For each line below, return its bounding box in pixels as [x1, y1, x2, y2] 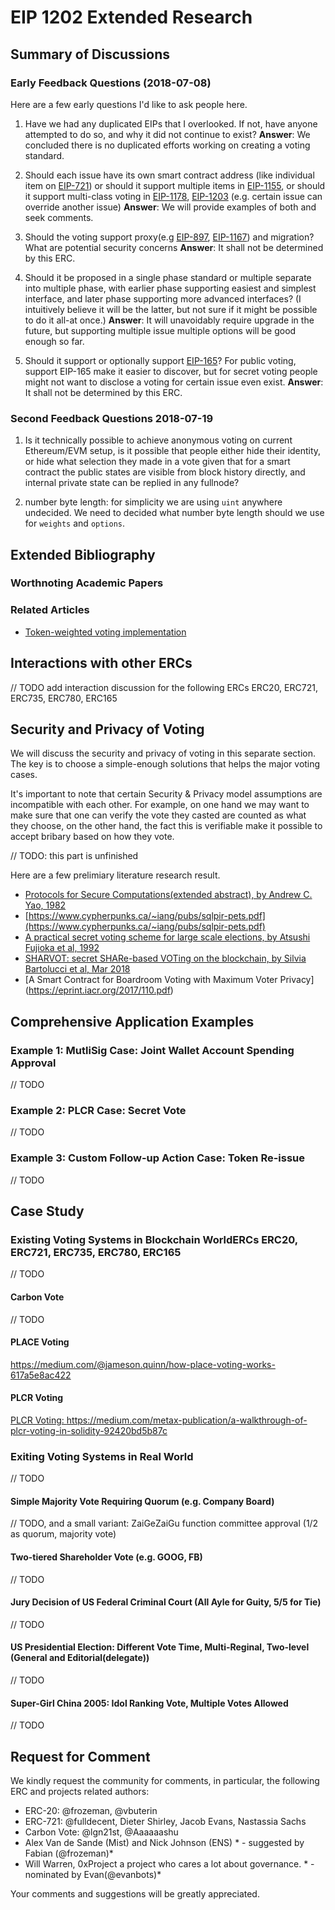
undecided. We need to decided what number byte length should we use [24, 507, 325, 519]
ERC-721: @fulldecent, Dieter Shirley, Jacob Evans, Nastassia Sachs [24, 1816, 307, 1828]
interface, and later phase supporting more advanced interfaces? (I [24, 292, 302, 305]
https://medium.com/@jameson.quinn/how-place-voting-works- [10, 1358, 276, 1370]
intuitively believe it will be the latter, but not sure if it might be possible [24, 303, 318, 315]
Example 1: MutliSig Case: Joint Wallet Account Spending [10, 1043, 295, 1057]
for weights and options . [24, 517, 126, 530]
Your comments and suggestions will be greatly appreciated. [10, 1888, 260, 1900]
